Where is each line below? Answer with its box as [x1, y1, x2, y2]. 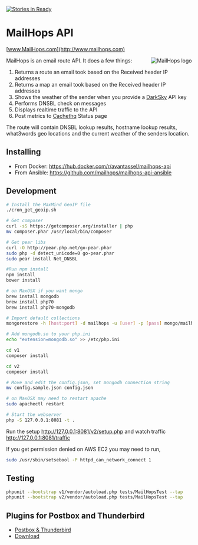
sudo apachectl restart [6, 401, 65, 407]
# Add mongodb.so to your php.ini [6, 331, 91, 337]
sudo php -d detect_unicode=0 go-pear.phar [6, 250, 115, 256]
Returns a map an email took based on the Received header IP [14, 81, 166, 88]
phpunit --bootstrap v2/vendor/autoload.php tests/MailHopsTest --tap [6, 494, 183, 500]
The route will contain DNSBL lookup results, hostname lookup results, [6, 124, 177, 131]
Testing [6, 473, 35, 483]
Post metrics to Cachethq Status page [14, 112, 107, 119]
